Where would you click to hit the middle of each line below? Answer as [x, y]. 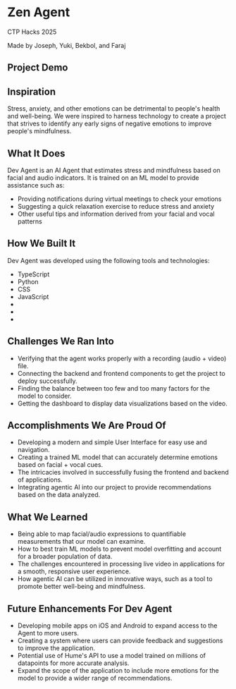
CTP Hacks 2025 [32, 32]
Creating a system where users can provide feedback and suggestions [120, 641]
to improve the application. [56, 648]
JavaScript [33, 296]
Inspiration [32, 91]
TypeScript [33, 274]
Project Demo [38, 68]
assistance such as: [36, 185]
